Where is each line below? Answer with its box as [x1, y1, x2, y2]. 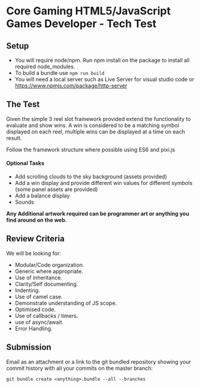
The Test [6, 99, 40, 110]
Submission [6, 342, 52, 353]
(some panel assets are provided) [14, 186, 98, 193]
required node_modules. [14, 63, 75, 70]
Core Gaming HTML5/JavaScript [6, 4, 171, 18]
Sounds [14, 199, 34, 206]
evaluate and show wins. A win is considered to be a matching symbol [6, 122, 180, 129]
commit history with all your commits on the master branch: [6, 364, 153, 372]
